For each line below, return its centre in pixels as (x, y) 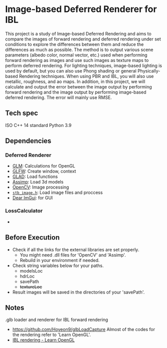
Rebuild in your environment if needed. (60, 260)
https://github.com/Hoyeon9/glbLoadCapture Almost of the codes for (84, 329)
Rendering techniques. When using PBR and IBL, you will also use (86, 76)
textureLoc (31, 286)
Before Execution (32, 238)
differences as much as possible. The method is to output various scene (79, 49)
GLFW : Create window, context (44, 171)
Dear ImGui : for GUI (33, 198)
